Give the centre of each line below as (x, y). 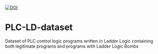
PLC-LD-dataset (39, 27)
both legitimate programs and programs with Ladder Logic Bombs (72, 46)
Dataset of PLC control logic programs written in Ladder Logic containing (79, 41)
